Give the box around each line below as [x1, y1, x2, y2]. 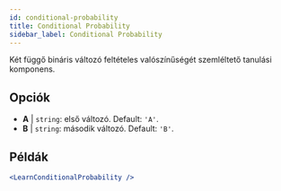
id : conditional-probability [9, 13, 119, 22]
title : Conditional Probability [9, 22, 130, 30]
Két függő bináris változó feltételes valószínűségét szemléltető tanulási [9, 55, 272, 65]
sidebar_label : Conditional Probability [9, 30, 163, 39]
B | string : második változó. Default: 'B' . [22, 123, 174, 135]
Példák [9, 149, 49, 164]
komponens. [9, 64, 56, 74]
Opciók [9, 90, 51, 105]
